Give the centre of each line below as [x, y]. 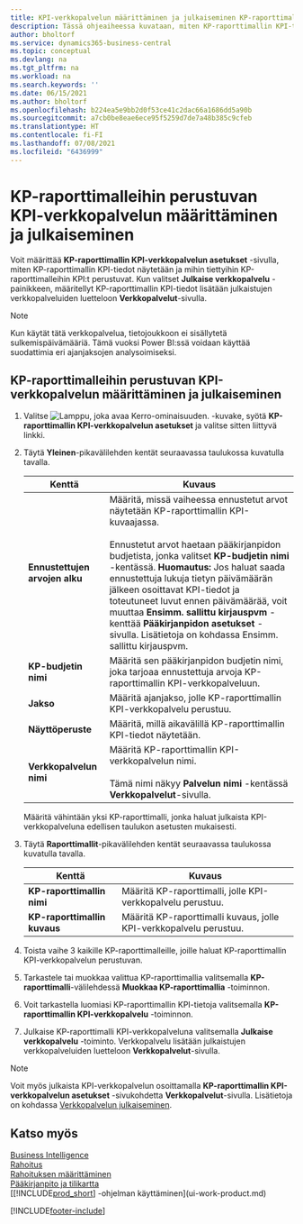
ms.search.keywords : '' [55, 85]
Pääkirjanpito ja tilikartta [55, 1184]
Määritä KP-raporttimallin [163, 750]
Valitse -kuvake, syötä [145, 416]
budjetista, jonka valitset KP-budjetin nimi [200, 556]
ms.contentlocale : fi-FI [57, 135]
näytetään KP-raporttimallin [168, 511]
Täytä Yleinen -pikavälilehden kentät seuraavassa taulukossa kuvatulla [153, 452]
